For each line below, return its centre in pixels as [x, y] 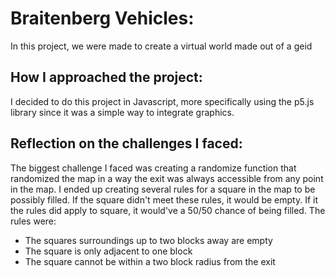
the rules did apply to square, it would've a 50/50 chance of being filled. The [168, 210]
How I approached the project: [106, 77]
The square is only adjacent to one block [108, 251]
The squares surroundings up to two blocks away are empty [148, 240]
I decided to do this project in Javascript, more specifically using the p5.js [162, 101]
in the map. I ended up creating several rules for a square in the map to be [163, 189]
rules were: [33, 221]
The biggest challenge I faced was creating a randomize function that [153, 168]
